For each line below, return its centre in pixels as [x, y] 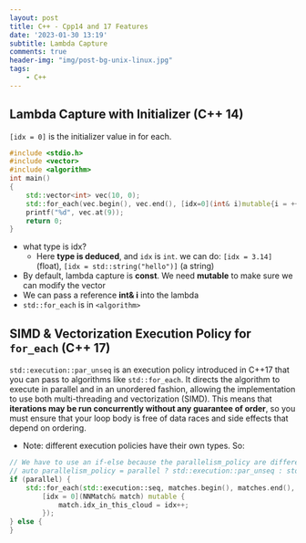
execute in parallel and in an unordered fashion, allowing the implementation [153, 390]
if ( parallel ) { [40, 479]
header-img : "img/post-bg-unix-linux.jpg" [91, 60]
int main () [30, 179]
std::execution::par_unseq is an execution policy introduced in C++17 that [149, 370]
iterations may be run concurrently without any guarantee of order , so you [153, 409]
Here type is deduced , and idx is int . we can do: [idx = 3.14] [154, 256]
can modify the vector [64, 286]
